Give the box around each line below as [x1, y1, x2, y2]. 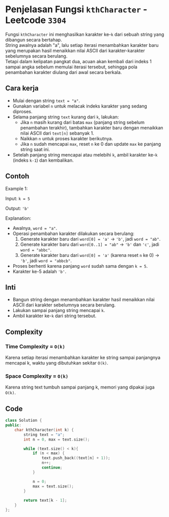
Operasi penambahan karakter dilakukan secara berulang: [12, 230, 135, 237]
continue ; [41, 465, 63, 470]
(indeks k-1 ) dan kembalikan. [12, 157, 74, 163]
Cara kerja [5, 84, 39, 93]
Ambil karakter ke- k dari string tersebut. [12, 313, 97, 319]
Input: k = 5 [5, 195, 31, 201]
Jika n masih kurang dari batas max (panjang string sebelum [20, 119, 145, 125]
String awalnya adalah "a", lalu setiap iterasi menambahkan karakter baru [5, 42, 159, 48]
